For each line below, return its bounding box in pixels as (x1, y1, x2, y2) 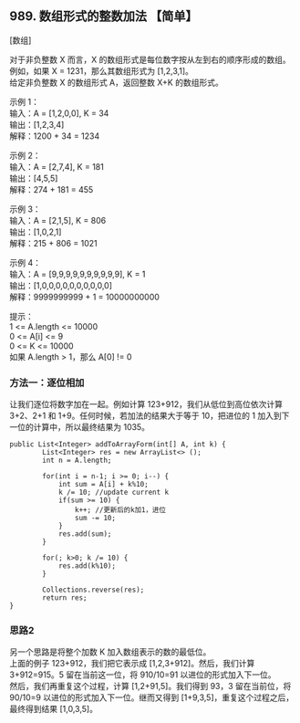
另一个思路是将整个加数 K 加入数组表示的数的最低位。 (9, 646, 212, 657)
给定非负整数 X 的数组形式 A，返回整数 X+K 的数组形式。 (9, 77, 223, 88)
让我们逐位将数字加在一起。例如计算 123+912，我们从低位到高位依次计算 (9, 399, 283, 410)
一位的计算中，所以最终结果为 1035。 (9, 422, 150, 433)
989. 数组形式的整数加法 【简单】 (9, 8, 198, 25)
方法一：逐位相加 (9, 376, 85, 389)
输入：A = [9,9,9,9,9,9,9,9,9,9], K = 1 (9, 268, 146, 279)
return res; (42, 593, 88, 602)
